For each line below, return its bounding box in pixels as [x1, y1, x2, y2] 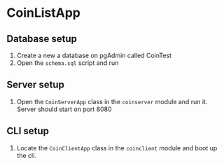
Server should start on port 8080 [16, 105, 113, 113]
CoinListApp [6, 5, 81, 21]
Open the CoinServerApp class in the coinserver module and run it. [16, 97, 208, 106]
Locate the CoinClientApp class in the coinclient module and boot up [16, 143, 218, 152]
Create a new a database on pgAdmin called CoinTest [16, 51, 172, 59]
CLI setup [6, 125, 50, 137]
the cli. [16, 151, 36, 159]
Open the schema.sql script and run [16, 59, 119, 67]
